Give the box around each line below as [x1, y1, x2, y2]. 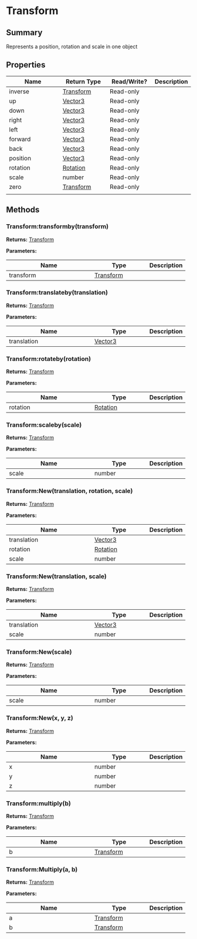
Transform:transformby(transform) [6, 222, 109, 231]
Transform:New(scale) [6, 647, 72, 656]
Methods [6, 205, 40, 215]
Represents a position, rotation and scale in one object [6, 43, 138, 50]
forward [9, 135, 31, 143]
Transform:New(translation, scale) [6, 572, 107, 580]
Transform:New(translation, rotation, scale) [6, 487, 133, 495]
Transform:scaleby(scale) [6, 421, 82, 429]
